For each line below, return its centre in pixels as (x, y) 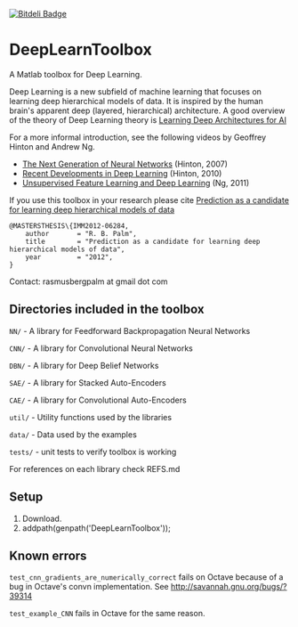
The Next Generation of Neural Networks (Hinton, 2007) (125, 164)
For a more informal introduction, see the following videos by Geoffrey (138, 137)
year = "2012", (69, 257)
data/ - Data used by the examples (73, 434)
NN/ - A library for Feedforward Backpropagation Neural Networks (130, 330)
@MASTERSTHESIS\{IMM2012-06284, (69, 226)
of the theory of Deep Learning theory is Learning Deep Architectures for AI (148, 119)
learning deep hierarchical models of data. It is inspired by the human (137, 101)
